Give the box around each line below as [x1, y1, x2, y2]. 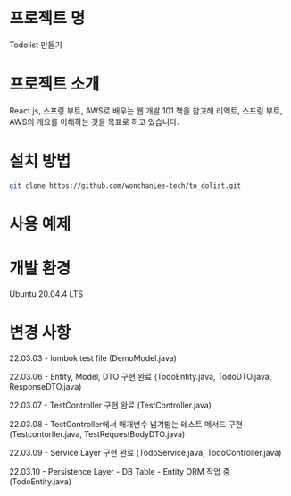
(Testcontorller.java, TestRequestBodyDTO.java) [9, 428, 186, 439]
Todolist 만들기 [9, 39, 62, 50]
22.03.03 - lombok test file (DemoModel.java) [9, 352, 177, 363]
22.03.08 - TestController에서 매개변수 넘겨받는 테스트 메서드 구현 [9, 418, 244, 429]
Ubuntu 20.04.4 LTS [9, 288, 84, 299]
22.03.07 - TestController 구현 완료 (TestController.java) [9, 399, 212, 410]
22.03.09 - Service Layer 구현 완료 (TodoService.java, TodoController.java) [9, 447, 282, 458]
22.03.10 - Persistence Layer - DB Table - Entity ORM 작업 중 [9, 466, 230, 476]
